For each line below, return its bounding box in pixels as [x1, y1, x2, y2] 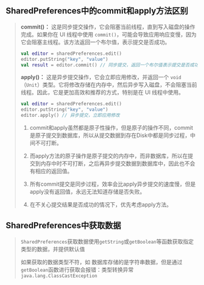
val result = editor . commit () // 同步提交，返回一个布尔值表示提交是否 [20, 62, 190, 68]
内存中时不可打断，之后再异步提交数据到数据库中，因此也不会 [40, 160, 195, 167]
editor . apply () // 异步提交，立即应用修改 [20, 112, 120, 119]
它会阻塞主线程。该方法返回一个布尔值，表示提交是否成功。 [20, 38, 171, 46]
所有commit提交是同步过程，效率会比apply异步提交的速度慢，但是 [29, 180, 196, 188]
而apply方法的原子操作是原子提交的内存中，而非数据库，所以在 [29, 152, 188, 160]
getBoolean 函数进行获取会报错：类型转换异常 [20, 266, 134, 273]
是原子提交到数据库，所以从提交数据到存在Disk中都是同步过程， [29, 132, 191, 139]
